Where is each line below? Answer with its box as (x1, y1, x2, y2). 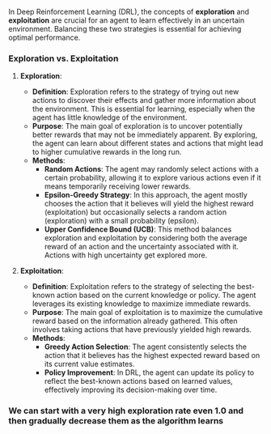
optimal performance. (8, 32, 81, 42)
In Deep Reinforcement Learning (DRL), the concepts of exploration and (8, 7, 249, 16)
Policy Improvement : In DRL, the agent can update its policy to (44, 368, 255, 377)
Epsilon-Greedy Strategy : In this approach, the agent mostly (44, 190, 248, 200)
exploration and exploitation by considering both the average (44, 233, 248, 243)
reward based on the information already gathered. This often (32, 316, 238, 326)
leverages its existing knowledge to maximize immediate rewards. (32, 299, 252, 308)
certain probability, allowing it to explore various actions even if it (44, 173, 261, 183)
